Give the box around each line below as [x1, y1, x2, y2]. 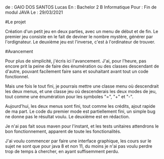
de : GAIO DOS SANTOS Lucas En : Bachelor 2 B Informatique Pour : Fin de [5, 4, 157, 10]
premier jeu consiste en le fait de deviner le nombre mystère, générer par [5, 34, 153, 39]
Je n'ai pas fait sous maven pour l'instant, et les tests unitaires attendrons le [5, 123, 159, 129]
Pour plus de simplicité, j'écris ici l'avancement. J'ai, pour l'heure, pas [5, 58, 146, 64]
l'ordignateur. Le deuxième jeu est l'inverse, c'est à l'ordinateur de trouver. [5, 39, 156, 45]
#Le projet [5, 19, 26, 25]
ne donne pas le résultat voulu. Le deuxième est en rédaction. [5, 114, 130, 120]
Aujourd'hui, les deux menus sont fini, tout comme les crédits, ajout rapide [5, 103, 156, 109]
